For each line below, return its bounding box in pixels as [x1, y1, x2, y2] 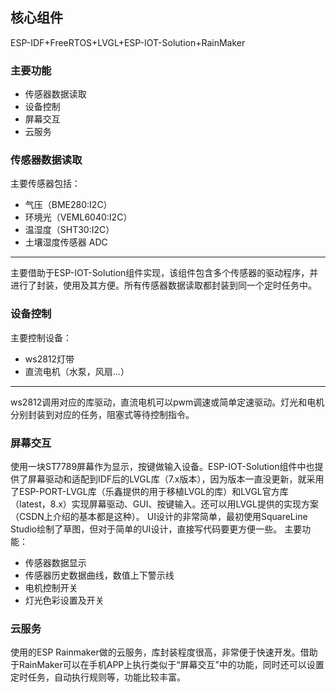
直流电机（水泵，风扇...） [24, 365, 130, 377]
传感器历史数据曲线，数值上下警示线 [24, 569, 175, 581]
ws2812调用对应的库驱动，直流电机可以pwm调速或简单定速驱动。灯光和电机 [10, 396, 325, 408]
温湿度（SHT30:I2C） [24, 224, 115, 236]
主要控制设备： [10, 331, 72, 343]
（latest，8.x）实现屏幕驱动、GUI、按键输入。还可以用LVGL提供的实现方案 [10, 498, 319, 510]
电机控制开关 [24, 582, 78, 593]
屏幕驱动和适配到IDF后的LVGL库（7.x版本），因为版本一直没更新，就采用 [27, 473, 325, 485]
